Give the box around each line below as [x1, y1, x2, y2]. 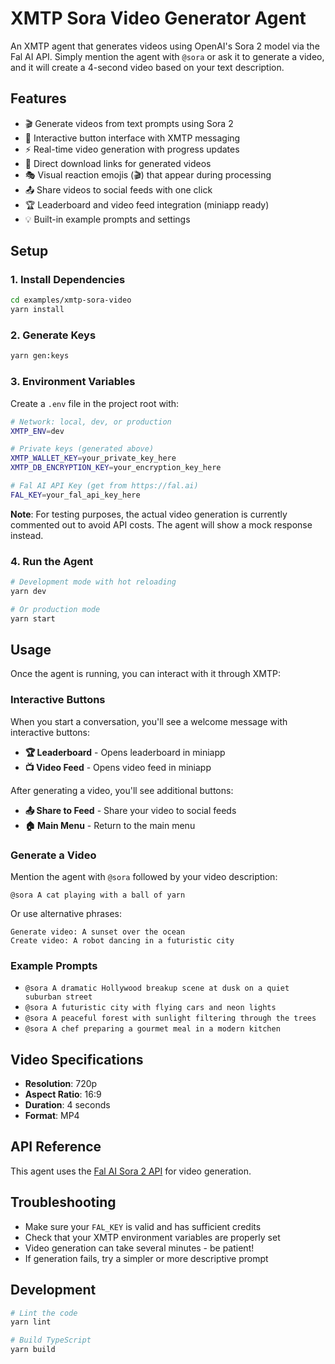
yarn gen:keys [10, 351, 70, 361]
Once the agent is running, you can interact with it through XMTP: [10, 668, 281, 680]
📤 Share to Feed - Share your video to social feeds [24, 804, 237, 816]
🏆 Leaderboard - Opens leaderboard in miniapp [24, 746, 226, 758]
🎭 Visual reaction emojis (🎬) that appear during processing [24, 168, 272, 181]
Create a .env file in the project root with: [10, 397, 180, 409]
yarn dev [10, 586, 47, 596]
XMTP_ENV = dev [10, 426, 65, 436]
